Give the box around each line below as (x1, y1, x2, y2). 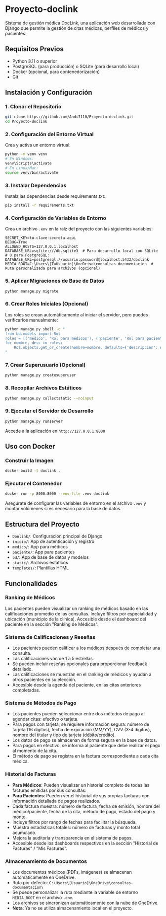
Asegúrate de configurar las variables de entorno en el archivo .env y (5, 500, 147, 506)
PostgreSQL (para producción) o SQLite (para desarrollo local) (12, 63, 139, 69)
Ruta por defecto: (12, 879, 48, 885)
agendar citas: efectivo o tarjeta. (12, 716, 79, 722)
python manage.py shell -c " (5, 326, 65, 331)
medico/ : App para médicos (12, 544, 68, 550)
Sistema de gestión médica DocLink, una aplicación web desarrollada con (5, 20, 156, 26)
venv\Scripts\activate (5, 161, 52, 166)
